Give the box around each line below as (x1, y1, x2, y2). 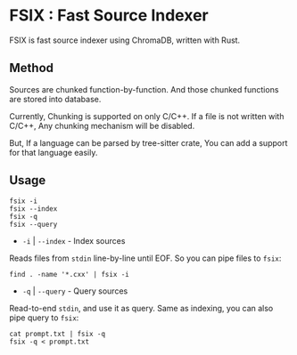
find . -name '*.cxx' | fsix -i (9, 270, 129, 278)
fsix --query (9, 220, 58, 229)
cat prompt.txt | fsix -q (9, 329, 105, 338)
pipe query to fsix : (9, 312, 79, 323)
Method (9, 61, 54, 76)
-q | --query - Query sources (21, 286, 128, 296)
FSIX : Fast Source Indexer (9, 5, 209, 26)
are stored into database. (9, 93, 102, 104)
